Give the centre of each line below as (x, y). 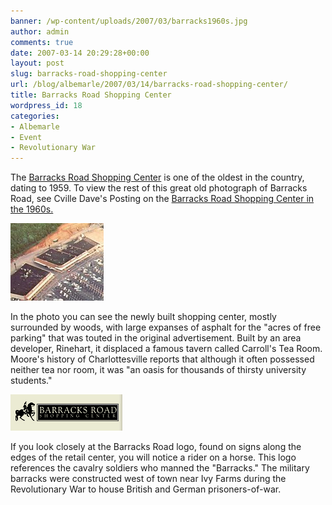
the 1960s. (32, 209)
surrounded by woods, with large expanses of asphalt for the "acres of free (166, 327)
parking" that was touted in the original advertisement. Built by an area (156, 338)
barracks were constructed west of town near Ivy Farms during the (148, 479)
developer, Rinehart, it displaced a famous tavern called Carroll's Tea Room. (166, 349)
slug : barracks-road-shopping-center (89, 74)
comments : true (42, 42)
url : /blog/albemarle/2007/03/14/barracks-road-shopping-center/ (149, 85)
